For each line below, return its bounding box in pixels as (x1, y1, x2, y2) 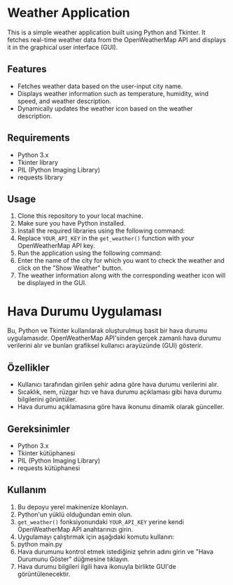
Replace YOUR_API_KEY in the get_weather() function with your (17, 234, 195, 242)
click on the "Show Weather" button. (17, 264, 123, 273)
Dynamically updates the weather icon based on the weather (17, 104, 193, 113)
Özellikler (7, 362, 50, 373)
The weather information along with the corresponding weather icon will (17, 271, 226, 280)
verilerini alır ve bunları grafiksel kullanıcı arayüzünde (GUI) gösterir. (7, 341, 203, 350)
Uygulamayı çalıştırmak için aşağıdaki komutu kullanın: (17, 532, 175, 541)
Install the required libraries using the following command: (17, 226, 185, 235)
